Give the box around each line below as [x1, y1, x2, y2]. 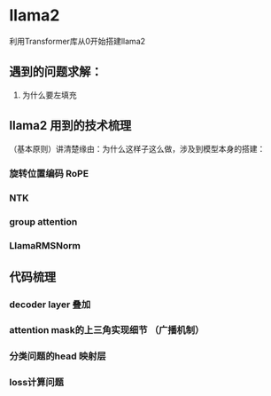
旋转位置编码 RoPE [9, 168, 89, 180]
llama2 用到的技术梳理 [9, 118, 132, 133]
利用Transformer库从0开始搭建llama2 [9, 36, 146, 46]
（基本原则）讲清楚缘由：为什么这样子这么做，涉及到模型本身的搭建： [9, 143, 266, 154]
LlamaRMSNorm [9, 240, 81, 252]
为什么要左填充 [21, 90, 77, 100]
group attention [9, 216, 78, 228]
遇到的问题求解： [9, 64, 103, 80]
